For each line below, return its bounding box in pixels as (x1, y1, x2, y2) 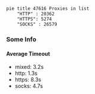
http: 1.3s (14, 69, 38, 77)
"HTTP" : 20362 (17, 11, 55, 17)
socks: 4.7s (14, 83, 43, 90)
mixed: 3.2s (14, 63, 44, 71)
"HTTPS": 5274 (17, 16, 52, 22)
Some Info (6, 35, 37, 43)
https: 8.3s (14, 76, 42, 83)
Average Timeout (6, 50, 50, 57)
